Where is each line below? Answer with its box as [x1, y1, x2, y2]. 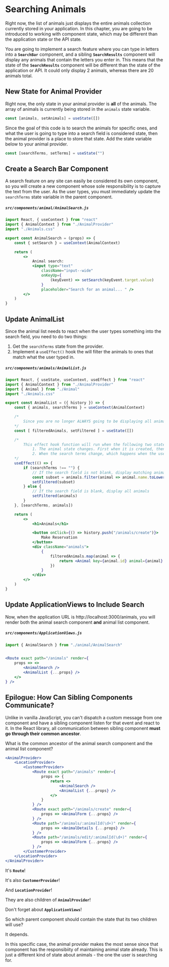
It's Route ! [5, 867, 26, 873]
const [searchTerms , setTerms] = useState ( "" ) [5, 151, 105, 156]
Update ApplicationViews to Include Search [5, 601, 145, 609]
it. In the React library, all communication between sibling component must [5, 725, 161, 731]
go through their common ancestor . [5, 730, 81, 736]
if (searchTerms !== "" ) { [23, 465, 80, 470]
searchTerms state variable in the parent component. [5, 194, 113, 200]
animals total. [5, 72, 33, 79]
